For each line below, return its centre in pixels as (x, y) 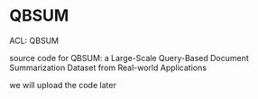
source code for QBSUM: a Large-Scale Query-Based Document (129, 58)
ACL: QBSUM (34, 40)
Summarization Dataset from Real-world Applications (108, 67)
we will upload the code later (63, 85)
